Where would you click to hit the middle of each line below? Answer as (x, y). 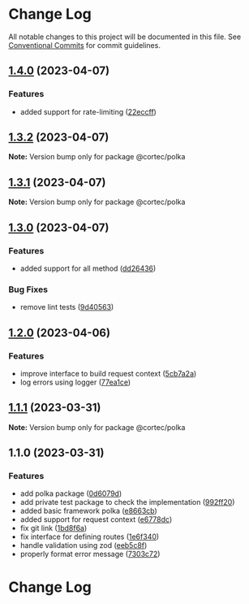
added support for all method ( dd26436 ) (88, 268)
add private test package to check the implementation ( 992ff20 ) (127, 502)
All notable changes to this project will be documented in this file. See (125, 37)
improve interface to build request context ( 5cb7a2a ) (108, 373)
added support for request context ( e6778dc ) (96, 519)
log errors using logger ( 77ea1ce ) (75, 382)
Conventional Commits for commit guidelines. (84, 45)
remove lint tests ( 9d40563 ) (67, 307)
